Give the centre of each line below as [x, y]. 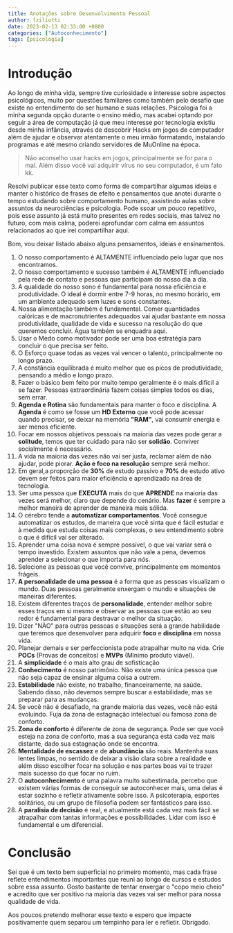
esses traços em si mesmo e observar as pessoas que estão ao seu [114, 611]
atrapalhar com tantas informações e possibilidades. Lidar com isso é [117, 818]
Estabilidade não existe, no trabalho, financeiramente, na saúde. [110, 685]
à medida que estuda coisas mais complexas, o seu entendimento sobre [121, 530]
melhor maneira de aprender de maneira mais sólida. [93, 508]
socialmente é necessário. [55, 449]
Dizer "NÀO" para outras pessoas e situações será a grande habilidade [119, 626]
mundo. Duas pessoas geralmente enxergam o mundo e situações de [117, 589]
